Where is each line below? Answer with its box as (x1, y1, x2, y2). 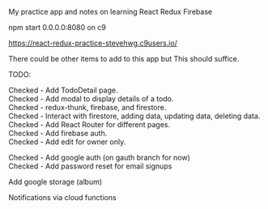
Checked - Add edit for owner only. (8, 137, 126, 147)
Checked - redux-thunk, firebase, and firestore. (8, 103, 167, 112)
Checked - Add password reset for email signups (8, 161, 172, 171)
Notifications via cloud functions (8, 193, 117, 202)
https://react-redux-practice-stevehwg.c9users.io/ (8, 38, 178, 48)
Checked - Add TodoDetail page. (8, 85, 118, 95)
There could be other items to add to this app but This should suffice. (8, 54, 240, 63)
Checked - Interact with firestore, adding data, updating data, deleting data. (8, 111, 261, 121)
